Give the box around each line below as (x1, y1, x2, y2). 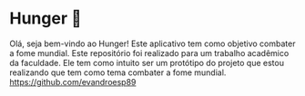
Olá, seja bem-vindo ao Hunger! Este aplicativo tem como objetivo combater (9, 38, 296, 49)
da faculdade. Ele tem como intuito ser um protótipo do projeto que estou (9, 57, 285, 68)
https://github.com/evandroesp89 (9, 76, 137, 87)
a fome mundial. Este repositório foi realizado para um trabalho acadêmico (9, 47, 290, 58)
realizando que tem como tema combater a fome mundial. (9, 67, 227, 78)
